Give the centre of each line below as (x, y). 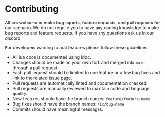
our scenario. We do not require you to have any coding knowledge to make (82, 27)
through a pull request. (35, 68)
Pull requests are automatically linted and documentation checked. (80, 83)
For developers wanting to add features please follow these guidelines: (77, 47)
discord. (14, 38)
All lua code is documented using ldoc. (51, 57)
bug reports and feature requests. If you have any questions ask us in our (80, 33)
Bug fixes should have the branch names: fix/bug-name (68, 104)
